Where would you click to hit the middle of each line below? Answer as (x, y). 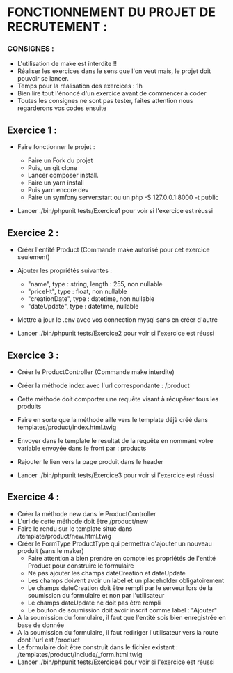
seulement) (33, 257)
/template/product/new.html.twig (64, 536)
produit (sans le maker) (51, 550)
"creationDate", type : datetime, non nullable (91, 299)
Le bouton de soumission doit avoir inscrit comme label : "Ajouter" (122, 610)
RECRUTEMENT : (57, 27)
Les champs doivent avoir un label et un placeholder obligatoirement (126, 580)
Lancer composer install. (63, 176)
